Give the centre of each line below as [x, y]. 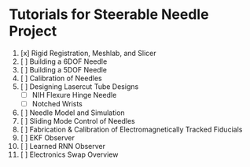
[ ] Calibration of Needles [61, 78]
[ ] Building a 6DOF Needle [64, 61]
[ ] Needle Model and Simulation [72, 113]
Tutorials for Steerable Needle [109, 15]
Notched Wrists [57, 104]
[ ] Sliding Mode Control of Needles [78, 121]
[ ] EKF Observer [48, 138]
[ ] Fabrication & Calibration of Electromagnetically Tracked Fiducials [131, 130]
